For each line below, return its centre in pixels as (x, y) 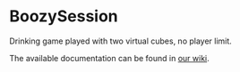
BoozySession (64, 16)
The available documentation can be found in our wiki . (110, 58)
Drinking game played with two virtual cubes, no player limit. (121, 41)
